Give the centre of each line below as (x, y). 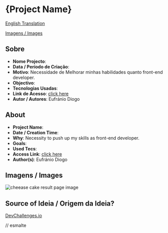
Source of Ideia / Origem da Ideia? (60, 203)
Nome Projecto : (29, 61)
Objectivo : (24, 83)
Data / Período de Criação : (41, 66)
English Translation (25, 23)
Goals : (20, 143)
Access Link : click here (37, 154)
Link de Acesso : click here (41, 93)
